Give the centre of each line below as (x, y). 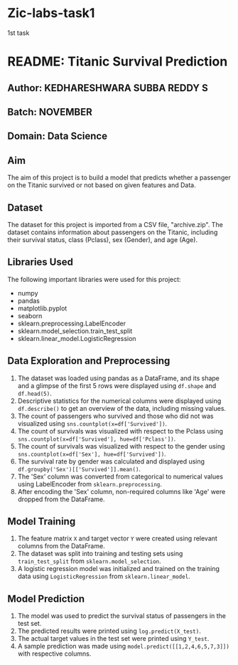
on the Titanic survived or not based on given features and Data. (102, 185)
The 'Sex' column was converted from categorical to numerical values (120, 476)
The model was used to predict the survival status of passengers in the (121, 616)
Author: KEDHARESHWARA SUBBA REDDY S (108, 88)
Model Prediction (46, 598)
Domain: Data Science (58, 136)
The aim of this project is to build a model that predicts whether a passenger (119, 178)
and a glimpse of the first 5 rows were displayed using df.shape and (117, 385)
